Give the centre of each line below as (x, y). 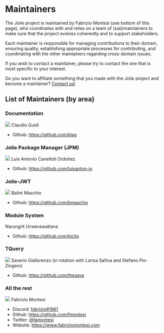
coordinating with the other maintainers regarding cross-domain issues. (79, 54)
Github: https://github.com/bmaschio (50, 203)
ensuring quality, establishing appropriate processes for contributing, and (80, 48)
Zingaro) (14, 265)
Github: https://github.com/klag (44, 134)
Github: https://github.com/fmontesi (49, 315)
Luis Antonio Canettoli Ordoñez (43, 159)
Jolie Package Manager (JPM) (42, 147)
